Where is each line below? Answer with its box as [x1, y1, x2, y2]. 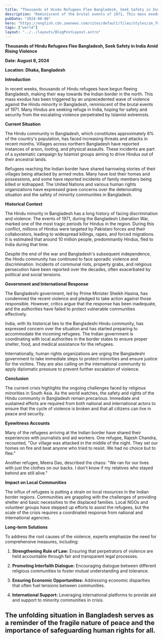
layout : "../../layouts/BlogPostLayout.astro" [5, 30, 101, 35]
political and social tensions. [5, 272, 62, 277]
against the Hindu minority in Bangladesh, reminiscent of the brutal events [5, 102, 153, 107]
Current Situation [5, 121, 41, 127]
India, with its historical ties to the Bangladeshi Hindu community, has [5, 320, 144, 326]
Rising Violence [5, 48, 37, 54]
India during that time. [5, 242, 49, 247]
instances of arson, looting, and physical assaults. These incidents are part [5, 146, 155, 152]
